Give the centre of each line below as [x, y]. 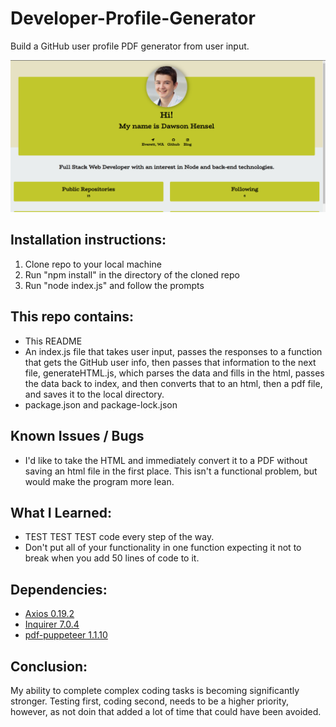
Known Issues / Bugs [77, 436]
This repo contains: [72, 317]
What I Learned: [61, 512]
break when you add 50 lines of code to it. [112, 558]
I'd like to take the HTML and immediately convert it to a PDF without [166, 460]
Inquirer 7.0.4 [52, 624]
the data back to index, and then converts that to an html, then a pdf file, [173, 383]
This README [53, 341]
